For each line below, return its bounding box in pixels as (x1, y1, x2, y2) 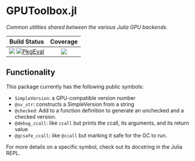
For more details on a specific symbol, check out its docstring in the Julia (6, 143, 183, 150)
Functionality (6, 68, 56, 78)
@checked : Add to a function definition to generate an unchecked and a (14, 107, 184, 114)
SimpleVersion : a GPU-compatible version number (14, 94, 136, 101)
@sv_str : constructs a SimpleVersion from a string (14, 100, 135, 108)
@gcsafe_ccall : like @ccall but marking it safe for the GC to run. (14, 132, 167, 139)
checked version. (14, 113, 57, 120)
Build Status (9, 37, 45, 45)
